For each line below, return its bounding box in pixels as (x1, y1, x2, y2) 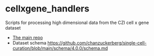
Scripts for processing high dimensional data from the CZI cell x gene (5, 19, 149, 25)
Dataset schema (12, 39, 47, 45)
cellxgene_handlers (5, 3, 90, 14)
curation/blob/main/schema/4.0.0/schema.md (12, 45, 108, 51)
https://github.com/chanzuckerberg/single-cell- (47, 39, 147, 45)
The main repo (12, 34, 43, 40)
